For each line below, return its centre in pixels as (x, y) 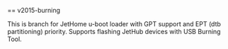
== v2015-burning (34, 10)
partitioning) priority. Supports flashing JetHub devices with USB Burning (114, 32)
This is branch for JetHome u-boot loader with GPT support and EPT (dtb (114, 24)
